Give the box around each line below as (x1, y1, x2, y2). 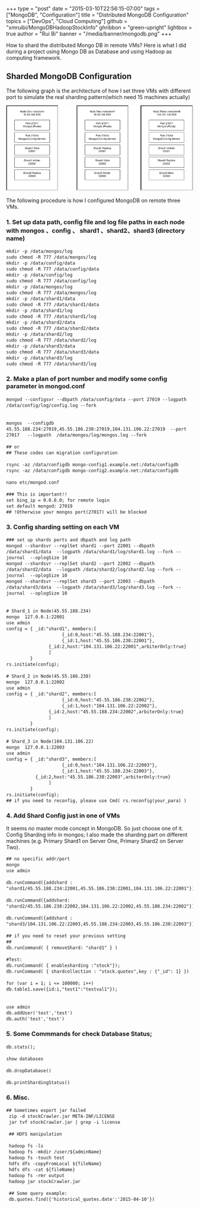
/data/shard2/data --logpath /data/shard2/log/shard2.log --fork (6, 567, 174, 573)
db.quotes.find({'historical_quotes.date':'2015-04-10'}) (8, 1196, 155, 1202)
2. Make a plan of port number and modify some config (6, 375, 168, 383)
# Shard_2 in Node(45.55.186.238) (6, 673, 92, 679)
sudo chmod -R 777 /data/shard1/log (6, 314, 97, 319)
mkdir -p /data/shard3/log (6, 355, 73, 361)
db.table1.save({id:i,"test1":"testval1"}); (6, 986, 118, 992)
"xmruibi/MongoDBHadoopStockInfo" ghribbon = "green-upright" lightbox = (6, 24, 192, 31)
